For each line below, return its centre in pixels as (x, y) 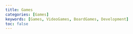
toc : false (17, 24)
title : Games (19, 10)
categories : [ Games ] (27, 14)
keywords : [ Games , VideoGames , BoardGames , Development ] (67, 19)
